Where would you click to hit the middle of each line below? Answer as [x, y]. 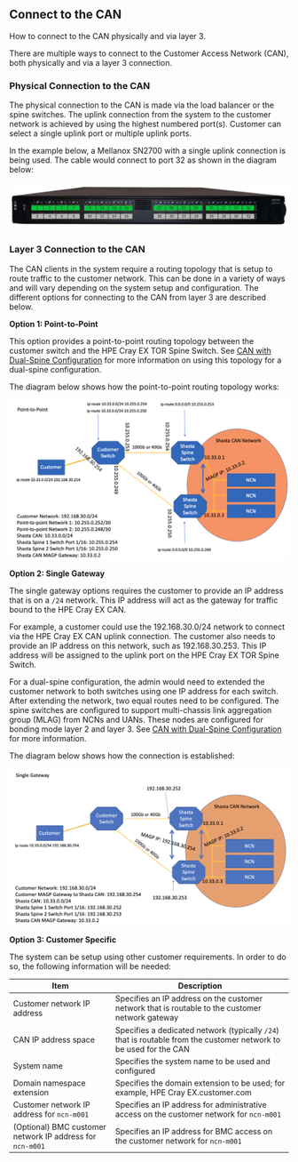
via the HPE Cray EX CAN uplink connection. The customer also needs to [142, 636]
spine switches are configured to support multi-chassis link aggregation [141, 709]
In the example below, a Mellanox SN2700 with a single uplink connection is [148, 151]
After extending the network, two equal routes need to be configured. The [144, 701]
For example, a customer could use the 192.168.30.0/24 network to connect [147, 627]
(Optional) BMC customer [59, 1126]
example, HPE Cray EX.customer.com [184, 1093]
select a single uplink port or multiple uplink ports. [101, 133]
